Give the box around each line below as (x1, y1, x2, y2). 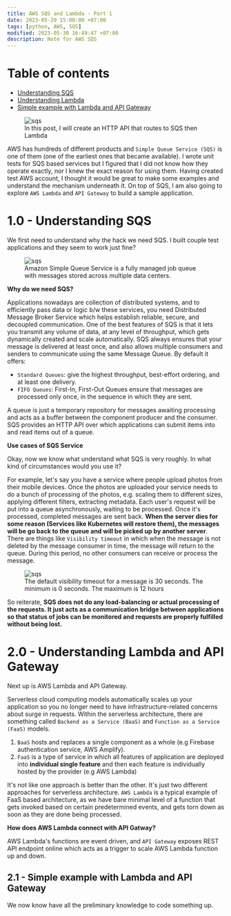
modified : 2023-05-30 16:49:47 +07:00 (7, 29, 119, 37)
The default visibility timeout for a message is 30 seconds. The (24, 577, 203, 585)
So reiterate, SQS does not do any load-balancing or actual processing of (7, 598, 220, 606)
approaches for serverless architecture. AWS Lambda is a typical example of (7, 788, 218, 796)
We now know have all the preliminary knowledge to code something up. (7, 901, 214, 909)
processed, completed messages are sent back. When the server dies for (7, 513, 219, 520)
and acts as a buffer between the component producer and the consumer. (7, 413, 217, 421)
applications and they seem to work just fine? (7, 244, 137, 251)
